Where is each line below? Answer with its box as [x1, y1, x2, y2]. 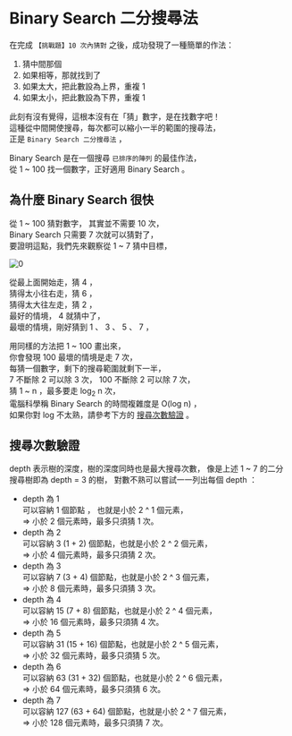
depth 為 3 [21, 561, 62, 571]
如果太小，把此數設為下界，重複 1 [21, 91, 146, 103]
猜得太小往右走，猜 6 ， [9, 287, 97, 298]
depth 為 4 [21, 595, 62, 605]
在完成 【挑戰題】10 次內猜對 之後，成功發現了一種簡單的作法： [9, 39, 235, 50]
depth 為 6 [21, 662, 62, 672]
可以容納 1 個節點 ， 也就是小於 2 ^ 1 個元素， [21, 505, 188, 516]
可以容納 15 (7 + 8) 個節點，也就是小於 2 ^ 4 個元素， [21, 605, 217, 616]
